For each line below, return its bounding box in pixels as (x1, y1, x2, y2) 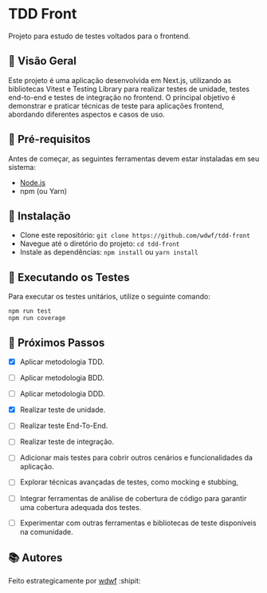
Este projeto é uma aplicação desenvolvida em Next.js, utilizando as (8, 75, 232, 85)
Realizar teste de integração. (19, 437, 114, 447)
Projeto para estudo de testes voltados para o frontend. (8, 31, 190, 41)
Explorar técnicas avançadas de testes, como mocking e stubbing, (19, 477, 239, 487)
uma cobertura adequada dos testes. (19, 502, 142, 512)
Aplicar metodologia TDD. (19, 357, 105, 366)
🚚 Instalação (8, 209, 71, 223)
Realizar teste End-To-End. (19, 421, 108, 431)
